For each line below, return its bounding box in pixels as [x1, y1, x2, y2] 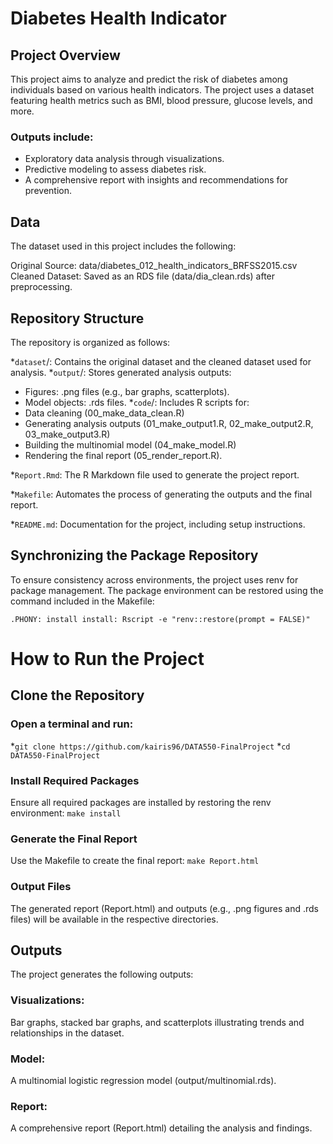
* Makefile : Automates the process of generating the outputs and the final [10, 488, 313, 500]
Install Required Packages [10, 773, 140, 787]
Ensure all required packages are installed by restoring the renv [10, 796, 272, 808]
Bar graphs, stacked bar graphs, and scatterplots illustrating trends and [10, 1016, 305, 1028]
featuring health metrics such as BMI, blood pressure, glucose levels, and [10, 95, 313, 106]
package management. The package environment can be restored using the [10, 584, 324, 596]
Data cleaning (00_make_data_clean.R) [24, 407, 185, 419]
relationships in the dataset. [10, 1027, 125, 1039]
